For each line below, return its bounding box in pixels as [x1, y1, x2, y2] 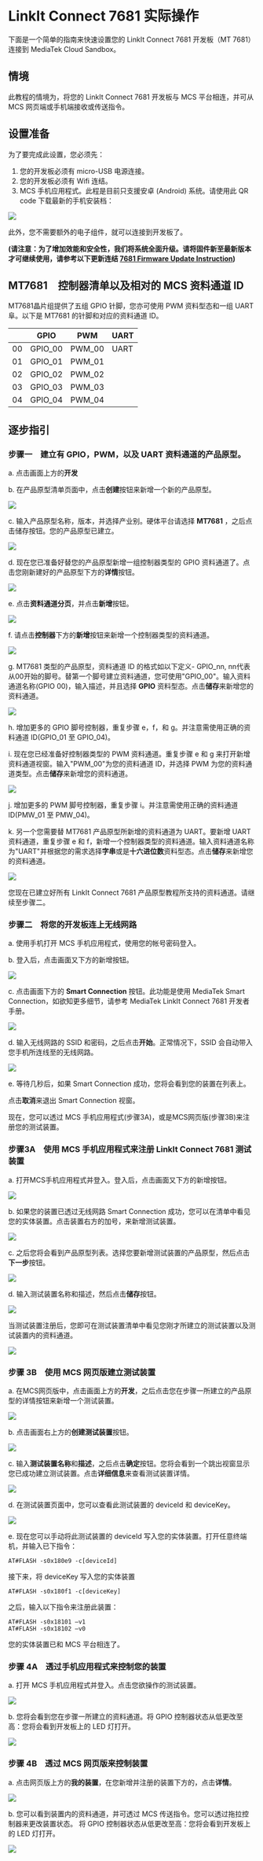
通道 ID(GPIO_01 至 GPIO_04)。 [14, 733, 115, 742]
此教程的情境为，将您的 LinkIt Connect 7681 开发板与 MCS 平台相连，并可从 [8, 92, 254, 101]
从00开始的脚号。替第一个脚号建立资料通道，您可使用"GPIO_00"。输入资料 [8, 671, 251, 681]
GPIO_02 [30, 369, 63, 380]
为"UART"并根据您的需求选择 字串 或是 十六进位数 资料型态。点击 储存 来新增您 [8, 847, 254, 856]
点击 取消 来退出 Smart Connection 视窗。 [8, 1096, 140, 1105]
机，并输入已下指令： [8, 1541, 77, 1550]
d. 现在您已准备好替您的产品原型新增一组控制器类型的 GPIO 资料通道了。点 [8, 557, 250, 567]
